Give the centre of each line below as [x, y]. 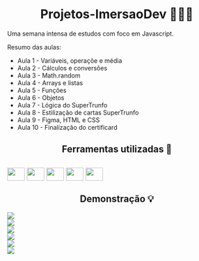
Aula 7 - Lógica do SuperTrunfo [62, 105]
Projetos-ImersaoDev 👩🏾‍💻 [117, 14]
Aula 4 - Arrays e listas [50, 82]
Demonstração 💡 [117, 199]
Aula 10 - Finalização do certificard [67, 127]
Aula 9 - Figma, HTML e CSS [58, 120]
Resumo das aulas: [34, 47]
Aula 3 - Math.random [49, 75]
